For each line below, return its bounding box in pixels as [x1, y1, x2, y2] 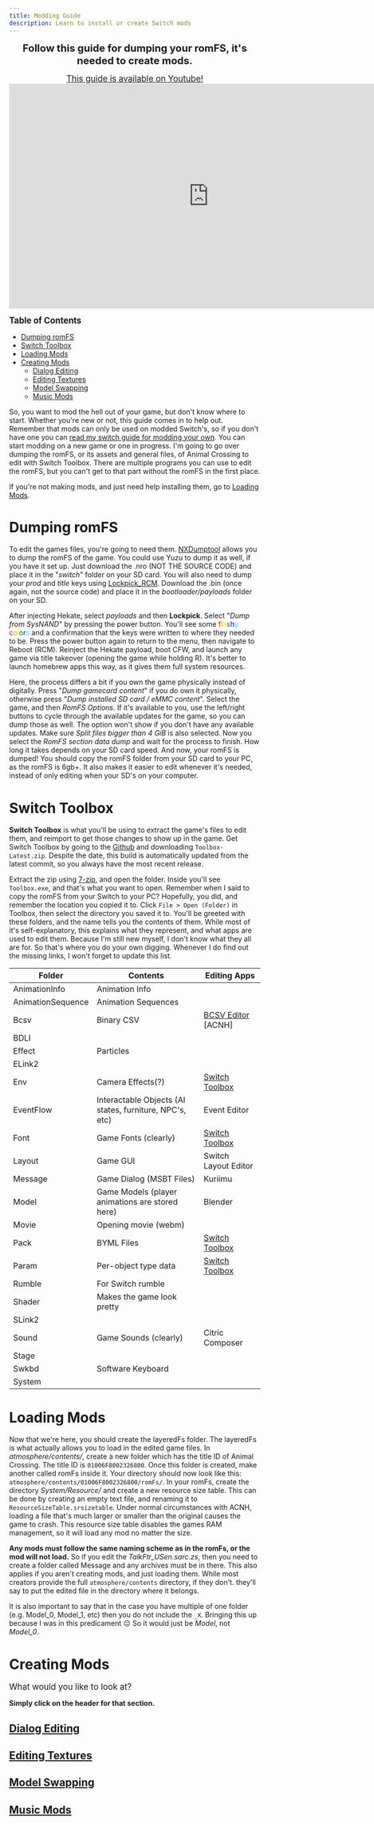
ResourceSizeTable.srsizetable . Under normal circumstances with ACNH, [9, 1503, 252, 1512]
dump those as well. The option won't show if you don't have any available [9, 720, 254, 730]
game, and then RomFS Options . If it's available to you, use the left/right [9, 703, 246, 712]
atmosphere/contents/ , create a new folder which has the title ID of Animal [9, 1452, 254, 1461]
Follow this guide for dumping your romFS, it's [22, 41, 247, 54]
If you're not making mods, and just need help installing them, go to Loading [9, 481, 259, 492]
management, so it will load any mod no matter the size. [9, 1528, 193, 1538]
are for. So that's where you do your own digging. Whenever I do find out [9, 942, 250, 952]
